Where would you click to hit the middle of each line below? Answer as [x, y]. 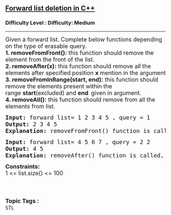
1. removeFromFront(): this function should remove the [80, 53]
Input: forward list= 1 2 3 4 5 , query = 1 [78, 117]
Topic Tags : [22, 201]
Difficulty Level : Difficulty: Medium [50, 23]
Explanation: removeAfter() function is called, [85, 155]
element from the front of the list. [50, 59]
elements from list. [30, 106]
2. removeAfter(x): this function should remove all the [78, 66]
